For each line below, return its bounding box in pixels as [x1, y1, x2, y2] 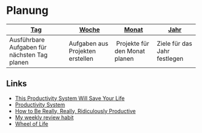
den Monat [114, 46, 145, 55]
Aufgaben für [9, 43, 47, 51]
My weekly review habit [14, 114, 74, 121]
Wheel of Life [14, 120, 49, 127]
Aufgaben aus [69, 39, 109, 48]
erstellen [69, 54, 94, 63]
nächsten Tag [9, 51, 48, 59]
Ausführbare [9, 36, 45, 44]
